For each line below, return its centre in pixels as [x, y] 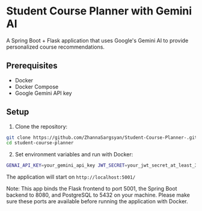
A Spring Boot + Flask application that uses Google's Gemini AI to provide [97, 40]
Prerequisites [32, 66]
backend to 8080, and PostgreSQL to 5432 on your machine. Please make [98, 195]
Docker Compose [37, 87]
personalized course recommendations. [56, 47]
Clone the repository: [41, 126]
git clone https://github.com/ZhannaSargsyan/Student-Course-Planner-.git [102, 137]
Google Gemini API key [43, 93]
